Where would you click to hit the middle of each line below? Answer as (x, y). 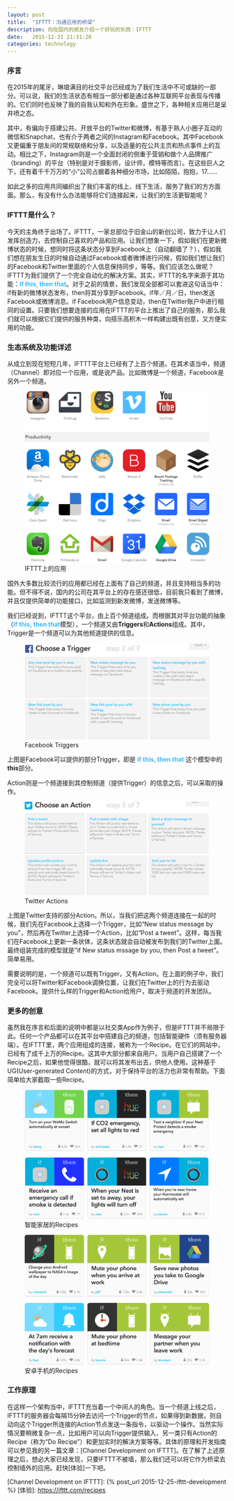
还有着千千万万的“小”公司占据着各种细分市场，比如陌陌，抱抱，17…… (118, 172)
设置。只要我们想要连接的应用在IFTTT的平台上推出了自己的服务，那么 (119, 310)
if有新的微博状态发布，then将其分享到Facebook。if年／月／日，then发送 (111, 292)
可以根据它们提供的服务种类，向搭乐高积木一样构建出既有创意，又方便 (120, 319)
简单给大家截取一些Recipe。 (48, 1080)
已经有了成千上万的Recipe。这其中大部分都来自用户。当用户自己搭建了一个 (115, 1053)
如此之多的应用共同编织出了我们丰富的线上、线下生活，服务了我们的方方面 (114, 186)
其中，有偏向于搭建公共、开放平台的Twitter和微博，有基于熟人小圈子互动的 (115, 128)
